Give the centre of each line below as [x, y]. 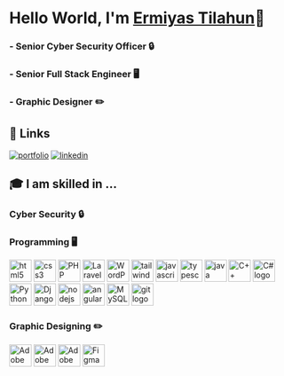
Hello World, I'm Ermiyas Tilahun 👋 [137, 18]
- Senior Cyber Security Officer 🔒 [82, 46]
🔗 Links [30, 133]
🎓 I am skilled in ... [63, 184]
